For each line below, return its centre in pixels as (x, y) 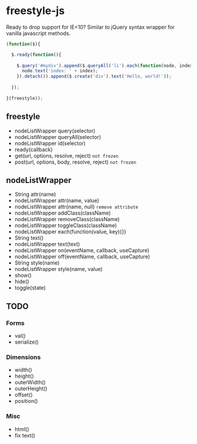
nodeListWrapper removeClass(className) (67, 219)
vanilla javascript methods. (38, 33)
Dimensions (23, 357)
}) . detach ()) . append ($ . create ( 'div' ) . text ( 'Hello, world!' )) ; (94, 77)
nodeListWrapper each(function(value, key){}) (70, 232)
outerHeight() (31, 389)
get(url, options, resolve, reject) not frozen (67, 155)
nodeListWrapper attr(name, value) (57, 201)
